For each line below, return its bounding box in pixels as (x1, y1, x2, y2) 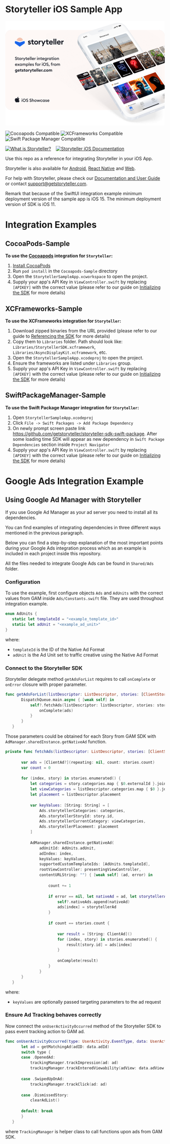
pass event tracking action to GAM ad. (5, 1028, 85, 1034)
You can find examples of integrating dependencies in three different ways (5, 524, 161, 530)
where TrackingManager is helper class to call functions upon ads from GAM (5, 1128, 163, 1134)
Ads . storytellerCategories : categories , (39, 808, 125, 813)
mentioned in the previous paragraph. (5, 530, 84, 536)
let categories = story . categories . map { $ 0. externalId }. (30, 781, 157, 787)
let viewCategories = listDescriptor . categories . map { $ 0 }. (30, 787, 162, 792)
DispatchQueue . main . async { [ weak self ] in (21, 697, 114, 702)
